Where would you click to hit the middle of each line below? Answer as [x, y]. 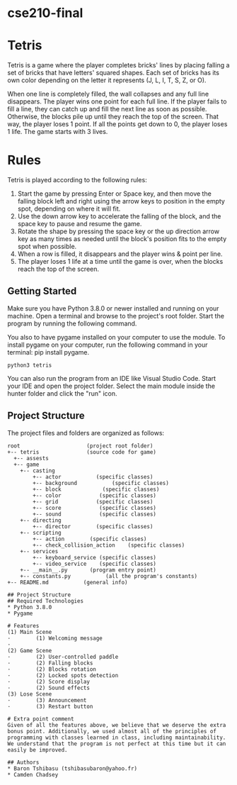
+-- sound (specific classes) [95, 514]
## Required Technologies [45, 601]
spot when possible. [47, 247]
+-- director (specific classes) [93, 526]
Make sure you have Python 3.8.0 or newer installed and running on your [113, 308]
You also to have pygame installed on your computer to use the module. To [116, 337]
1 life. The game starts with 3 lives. [58, 132]
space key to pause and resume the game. [80, 224]
